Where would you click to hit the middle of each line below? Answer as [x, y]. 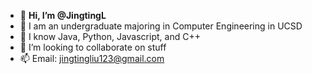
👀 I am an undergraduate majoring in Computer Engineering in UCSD [161, 26]
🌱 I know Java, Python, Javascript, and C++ [110, 36]
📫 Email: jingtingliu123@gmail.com [92, 58]
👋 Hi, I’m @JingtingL [63, 15]
